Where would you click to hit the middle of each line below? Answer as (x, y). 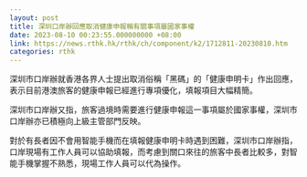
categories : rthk (42, 52)
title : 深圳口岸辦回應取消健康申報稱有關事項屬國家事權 (102, 26)
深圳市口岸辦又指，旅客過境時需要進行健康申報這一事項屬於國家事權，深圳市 (153, 109)
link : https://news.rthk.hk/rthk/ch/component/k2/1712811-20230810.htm (148, 43)
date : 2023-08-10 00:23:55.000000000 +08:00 (95, 35)
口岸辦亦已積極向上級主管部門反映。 (78, 121)
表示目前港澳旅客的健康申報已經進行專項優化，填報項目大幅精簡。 (133, 90)
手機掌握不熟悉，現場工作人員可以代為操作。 (101, 163)
